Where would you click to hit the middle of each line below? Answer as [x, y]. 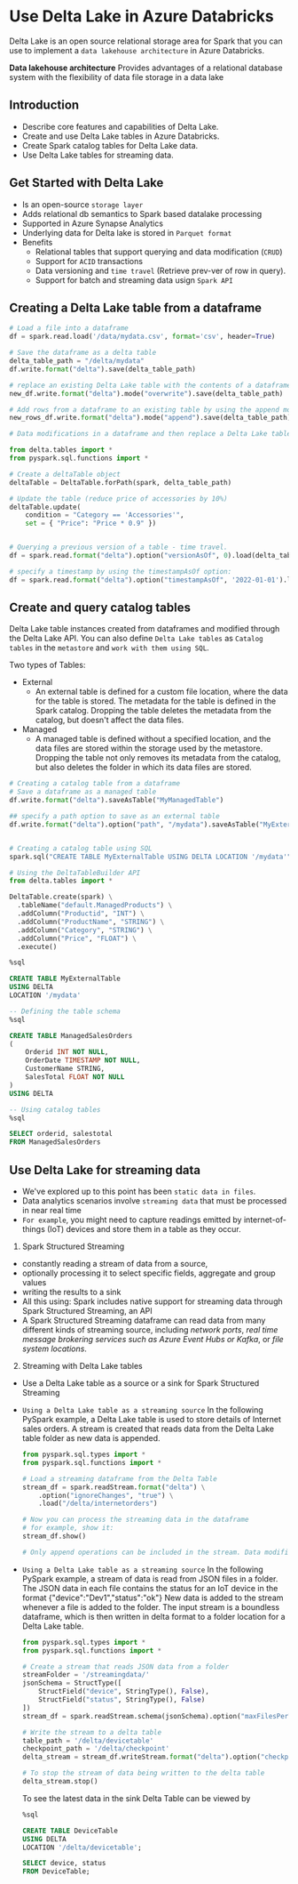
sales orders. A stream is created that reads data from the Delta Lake [148, 1429]
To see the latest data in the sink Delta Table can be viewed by [136, 1798]
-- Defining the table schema [65, 1011]
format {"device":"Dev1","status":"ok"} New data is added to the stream [153, 1598]
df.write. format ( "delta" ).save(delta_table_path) [103, 369]
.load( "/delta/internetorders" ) [98, 1504]
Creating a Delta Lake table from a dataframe [136, 307]
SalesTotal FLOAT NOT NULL [75, 1077]
